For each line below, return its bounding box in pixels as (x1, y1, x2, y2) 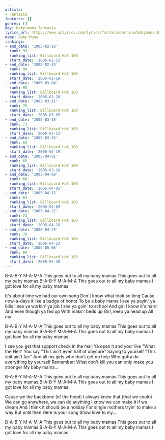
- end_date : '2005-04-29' (5, 227, 58, 232)
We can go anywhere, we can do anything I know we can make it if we (5, 399, 147, 405)
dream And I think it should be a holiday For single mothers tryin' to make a (5, 404, 157, 410)
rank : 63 (9, 195, 27, 200)
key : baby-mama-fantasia (5, 26, 56, 31)
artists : (5, 7, 23, 12)
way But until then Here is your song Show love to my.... (5, 409, 118, 415)
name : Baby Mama (5, 35, 38, 40)
